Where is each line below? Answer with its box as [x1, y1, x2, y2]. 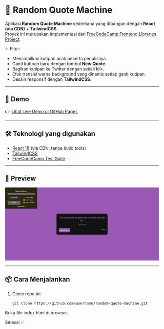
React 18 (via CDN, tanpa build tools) [12, 145, 86, 151]
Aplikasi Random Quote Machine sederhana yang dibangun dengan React [5, 21, 155, 26]
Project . [5, 36, 21, 42]
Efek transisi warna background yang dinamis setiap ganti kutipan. [12, 71, 146, 77]
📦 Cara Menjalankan [5, 275, 70, 283]
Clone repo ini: [12, 291, 42, 297]
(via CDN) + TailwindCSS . [5, 25, 58, 31]
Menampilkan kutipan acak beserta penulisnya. [12, 55, 107, 61]
